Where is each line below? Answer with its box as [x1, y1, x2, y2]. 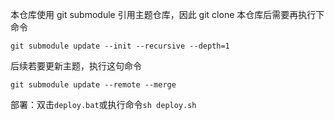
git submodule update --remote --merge [10, 80, 177, 90]
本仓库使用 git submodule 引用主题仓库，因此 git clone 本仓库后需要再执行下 [10, 9, 325, 20]
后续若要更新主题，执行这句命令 [10, 60, 142, 72]
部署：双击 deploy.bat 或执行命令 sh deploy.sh [10, 99, 197, 110]
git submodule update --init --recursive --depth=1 [10, 41, 230, 51]
